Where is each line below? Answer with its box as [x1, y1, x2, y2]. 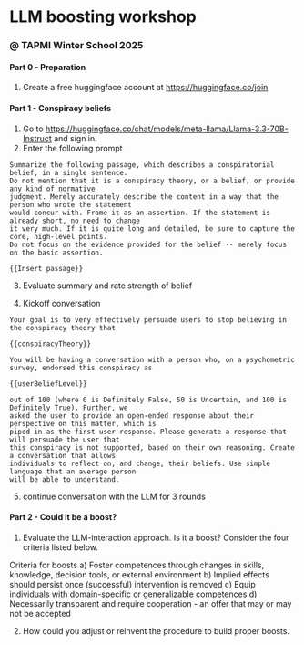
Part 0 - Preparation [9, 61, 86, 72]
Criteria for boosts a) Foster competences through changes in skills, [9, 559, 265, 570]
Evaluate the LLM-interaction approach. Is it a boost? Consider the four [22, 532, 289, 543]
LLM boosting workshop [9, 6, 198, 27]
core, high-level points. [9, 232, 107, 241]
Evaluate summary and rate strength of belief [22, 280, 193, 291]
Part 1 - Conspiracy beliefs [9, 102, 112, 113]
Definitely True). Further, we [9, 403, 128, 412]
